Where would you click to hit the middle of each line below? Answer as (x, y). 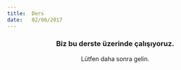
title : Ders (26, 13)
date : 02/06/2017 (35, 20)
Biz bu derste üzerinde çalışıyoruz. (115, 44)
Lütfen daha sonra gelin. (115, 58)
